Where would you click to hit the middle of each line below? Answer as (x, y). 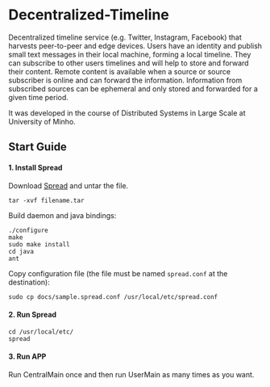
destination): (29, 282)
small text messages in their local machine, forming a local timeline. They (130, 54)
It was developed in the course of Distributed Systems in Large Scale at (127, 113)
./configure (28, 230)
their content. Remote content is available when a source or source (120, 71)
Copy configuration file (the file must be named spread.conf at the (118, 273)
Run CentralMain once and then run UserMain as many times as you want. (131, 374)
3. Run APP (27, 356)
